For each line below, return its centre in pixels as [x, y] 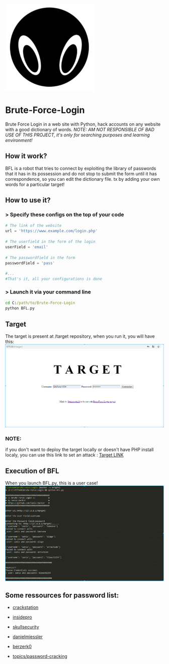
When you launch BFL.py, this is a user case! [52, 483]
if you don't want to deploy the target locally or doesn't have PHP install [79, 450]
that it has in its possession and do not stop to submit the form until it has [81, 174]
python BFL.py [20, 309]
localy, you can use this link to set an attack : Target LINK [65, 455]
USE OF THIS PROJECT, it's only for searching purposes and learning [77, 135]
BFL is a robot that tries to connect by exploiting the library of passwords [81, 168]
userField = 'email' [27, 247]
